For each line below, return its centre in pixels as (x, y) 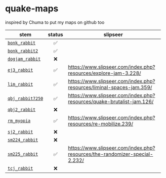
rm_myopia (19, 121)
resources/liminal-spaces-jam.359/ (110, 87)
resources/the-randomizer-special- (110, 154)
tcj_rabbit (20, 168)
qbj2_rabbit (22, 110)
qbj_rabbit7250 (25, 98)
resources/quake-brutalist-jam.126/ (111, 101)
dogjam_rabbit (24, 59)
